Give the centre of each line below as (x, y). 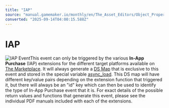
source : (13, 15)
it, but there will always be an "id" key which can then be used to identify (81, 85)
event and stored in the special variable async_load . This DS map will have (82, 74)
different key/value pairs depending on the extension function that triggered (84, 80)
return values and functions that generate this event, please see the (75, 96)
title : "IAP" (19, 10)
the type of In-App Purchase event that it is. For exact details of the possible (84, 90)
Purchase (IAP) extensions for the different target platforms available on (80, 64)
